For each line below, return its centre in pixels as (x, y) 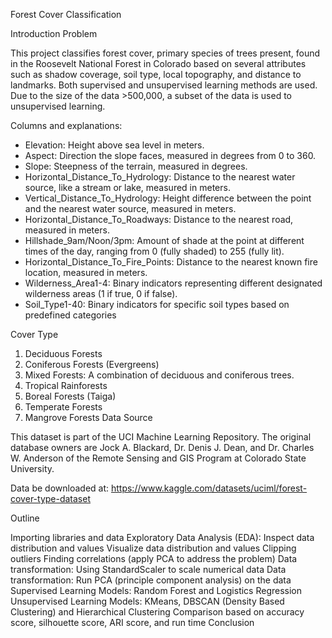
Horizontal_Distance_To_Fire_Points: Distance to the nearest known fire (171, 262)
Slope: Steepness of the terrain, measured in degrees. (136, 166)
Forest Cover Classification (66, 14)
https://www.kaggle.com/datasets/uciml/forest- (209, 488)
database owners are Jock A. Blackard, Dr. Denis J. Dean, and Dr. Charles (162, 447)
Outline (25, 518)
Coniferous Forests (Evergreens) (92, 364)
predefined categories (70, 315)
